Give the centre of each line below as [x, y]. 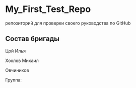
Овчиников [17, 70]
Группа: [13, 80]
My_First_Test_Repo [48, 9]
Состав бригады [32, 39]
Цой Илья [16, 50]
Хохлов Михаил [22, 60]
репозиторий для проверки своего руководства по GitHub [68, 23]
